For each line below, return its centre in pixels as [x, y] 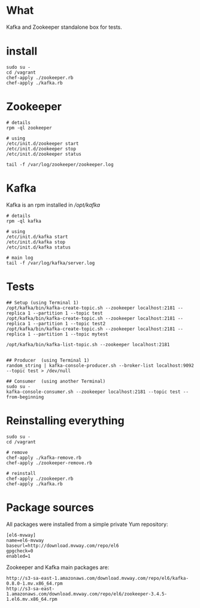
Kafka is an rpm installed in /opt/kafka [53, 205]
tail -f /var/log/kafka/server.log [51, 263]
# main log [20, 258]
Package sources [50, 507]
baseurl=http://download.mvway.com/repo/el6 [63, 546]
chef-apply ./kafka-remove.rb [44, 458]
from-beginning [25, 397]
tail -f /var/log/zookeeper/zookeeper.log [60, 164]
